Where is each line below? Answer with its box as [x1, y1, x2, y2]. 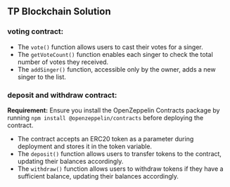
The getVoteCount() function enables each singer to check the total [17, 50, 213, 58]
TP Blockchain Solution [7, 6, 111, 18]
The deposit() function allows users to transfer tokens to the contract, [17, 149, 222, 157]
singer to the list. [17, 72, 67, 81]
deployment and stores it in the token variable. [17, 142, 153, 150]
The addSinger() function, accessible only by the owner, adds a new [17, 65, 216, 73]
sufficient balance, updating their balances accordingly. [17, 172, 179, 180]
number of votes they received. [17, 58, 109, 66]
